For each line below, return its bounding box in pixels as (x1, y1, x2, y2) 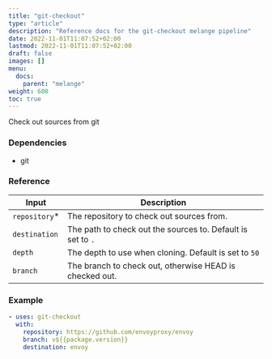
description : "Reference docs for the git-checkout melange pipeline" (8, 27, 252, 35)
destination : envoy (23, 343, 89, 351)
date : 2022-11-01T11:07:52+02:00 (8, 34, 121, 43)
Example (8, 294, 44, 306)
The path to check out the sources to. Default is (67, 224, 249, 235)
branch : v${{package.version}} (23, 335, 129, 344)
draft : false (8, 49, 53, 58)
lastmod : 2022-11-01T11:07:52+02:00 (8, 42, 132, 50)
